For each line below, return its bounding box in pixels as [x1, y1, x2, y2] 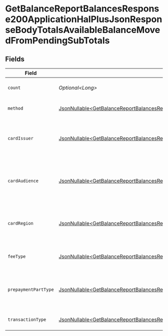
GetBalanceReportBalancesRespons [5, 3, 159, 14]
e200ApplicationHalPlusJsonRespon [5, 13, 162, 25]
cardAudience [7, 178, 39, 183]
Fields [5, 54, 25, 63]
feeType [7, 253, 26, 259]
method [7, 105, 23, 111]
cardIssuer [7, 135, 33, 141]
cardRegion [7, 220, 33, 226]
